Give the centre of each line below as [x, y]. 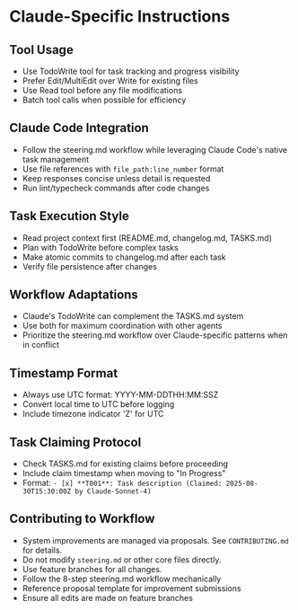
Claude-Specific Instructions [120, 17]
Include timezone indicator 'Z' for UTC [93, 414]
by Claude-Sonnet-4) [113, 491]
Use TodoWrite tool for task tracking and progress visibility [131, 71]
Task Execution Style [70, 216]
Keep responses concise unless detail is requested [116, 178]
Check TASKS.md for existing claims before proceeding [125, 464]
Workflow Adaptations [74, 295]
